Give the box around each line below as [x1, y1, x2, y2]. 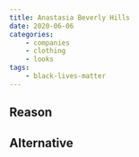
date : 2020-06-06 [9, 22, 74, 31]
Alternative [9, 135, 74, 151]
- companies [25, 38, 70, 48]
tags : [9, 64, 30, 73]
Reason [9, 105, 53, 120]
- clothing [25, 47, 66, 56]
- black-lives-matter [25, 72, 106, 81]
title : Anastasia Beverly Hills [9, 13, 130, 22]
